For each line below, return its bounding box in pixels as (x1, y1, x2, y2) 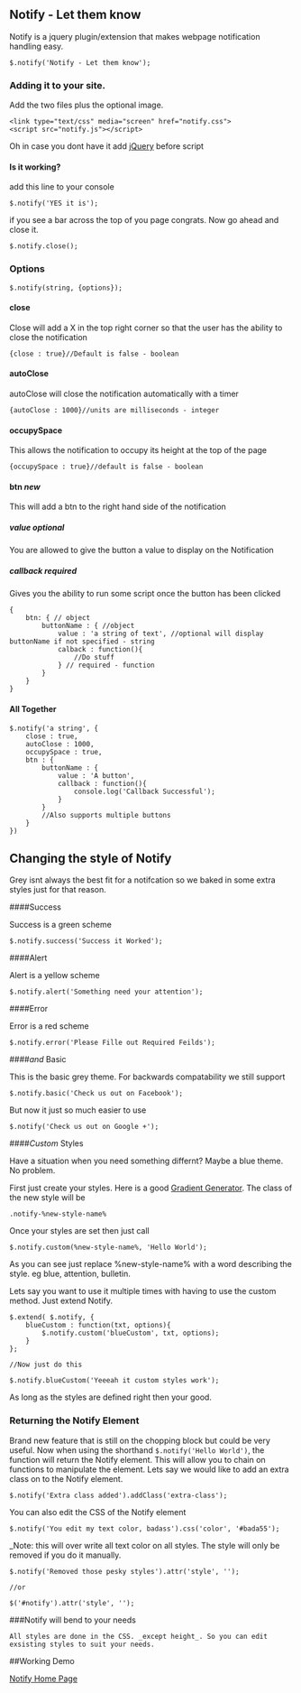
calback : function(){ (57, 645, 143, 654)
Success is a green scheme (9, 920, 113, 930)
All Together (9, 703, 57, 714)
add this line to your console (9, 181, 114, 192)
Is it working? (9, 162, 61, 172)
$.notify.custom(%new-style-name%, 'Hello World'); (9, 1243, 207, 1253)
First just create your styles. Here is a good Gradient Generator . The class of (9, 1182, 293, 1194)
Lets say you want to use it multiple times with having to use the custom (9, 1286, 277, 1297)
